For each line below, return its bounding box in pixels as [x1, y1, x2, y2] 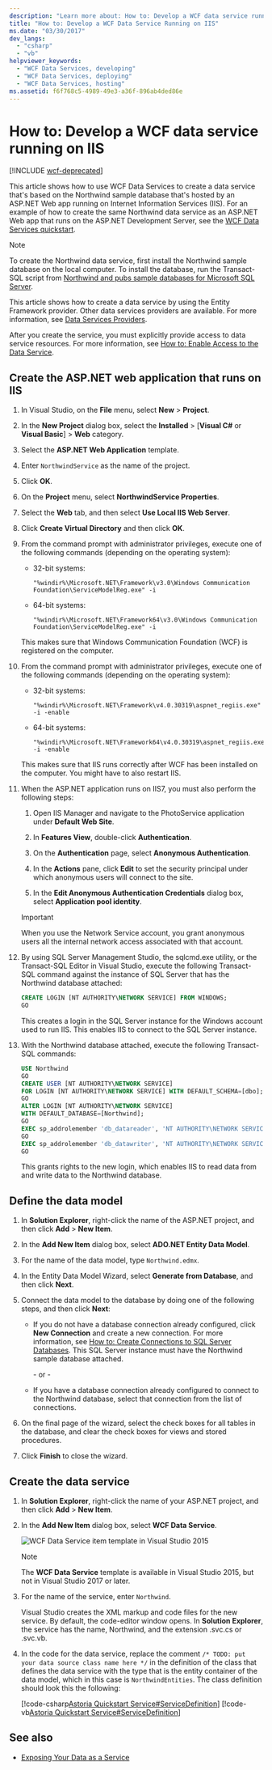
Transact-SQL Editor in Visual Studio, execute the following [20, 961, 217, 971]
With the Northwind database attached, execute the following [20, 1040, 225, 1050]
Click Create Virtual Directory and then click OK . [20, 524, 185, 533]
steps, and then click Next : [20, 1304, 111, 1314]
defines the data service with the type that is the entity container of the [20, 1666, 257, 1675]
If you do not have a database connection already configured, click [32, 1320, 257, 1330]
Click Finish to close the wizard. [20, 1451, 128, 1461]
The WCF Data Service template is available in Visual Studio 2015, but [20, 1568, 254, 1577]
